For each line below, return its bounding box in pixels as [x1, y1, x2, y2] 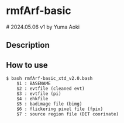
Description [6, 40, 50, 50]
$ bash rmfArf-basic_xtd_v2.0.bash [6, 76, 93, 82]
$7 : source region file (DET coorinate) [16, 111, 119, 117]
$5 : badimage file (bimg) [16, 101, 82, 107]
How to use [6, 60, 48, 70]
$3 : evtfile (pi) [16, 91, 61, 97]
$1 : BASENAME [16, 80, 51, 87]
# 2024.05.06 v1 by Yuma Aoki [6, 23, 80, 30]
